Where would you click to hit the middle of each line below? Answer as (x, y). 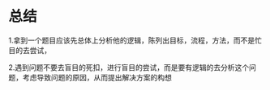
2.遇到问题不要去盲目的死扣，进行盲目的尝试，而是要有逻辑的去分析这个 (129, 67)
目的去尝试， (30, 50)
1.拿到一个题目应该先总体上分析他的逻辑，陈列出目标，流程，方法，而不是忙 (135, 40)
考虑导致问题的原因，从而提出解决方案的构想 (97, 77)
